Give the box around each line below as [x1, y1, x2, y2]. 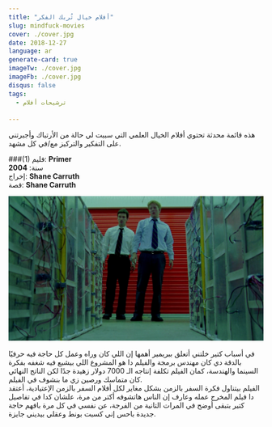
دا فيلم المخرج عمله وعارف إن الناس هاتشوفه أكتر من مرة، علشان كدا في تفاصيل [8, 392, 254, 402]
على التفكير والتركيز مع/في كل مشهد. [8, 138, 121, 149]
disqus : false [8, 81, 57, 89]
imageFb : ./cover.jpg [8, 73, 82, 81]
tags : [8, 90, 27, 98]
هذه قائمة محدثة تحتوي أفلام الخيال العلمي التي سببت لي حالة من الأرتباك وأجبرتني [8, 130, 256, 140]
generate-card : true [8, 56, 79, 64]
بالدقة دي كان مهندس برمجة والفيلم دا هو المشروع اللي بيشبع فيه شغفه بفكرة [8, 357, 242, 367]
